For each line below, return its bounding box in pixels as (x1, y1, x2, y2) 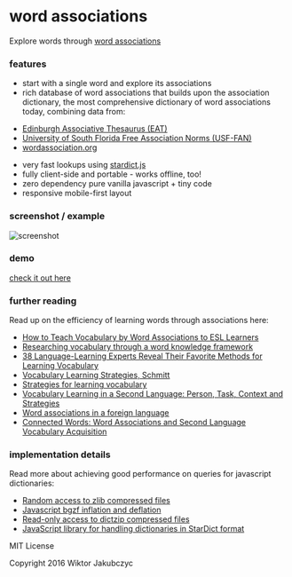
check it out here (9, 273, 71, 283)
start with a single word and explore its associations (21, 78, 212, 89)
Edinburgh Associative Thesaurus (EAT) (21, 123, 168, 134)
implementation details (9, 448, 111, 461)
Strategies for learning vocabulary (21, 379, 147, 390)
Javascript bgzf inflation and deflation (21, 504, 162, 516)
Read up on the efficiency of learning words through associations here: (9, 315, 269, 326)
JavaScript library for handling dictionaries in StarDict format (21, 524, 245, 534)
